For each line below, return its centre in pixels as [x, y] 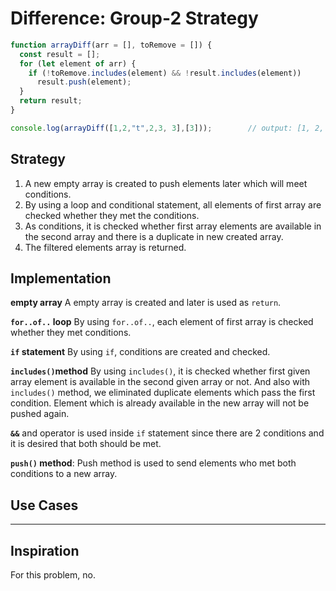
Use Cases [44, 505]
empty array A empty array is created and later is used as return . [146, 303]
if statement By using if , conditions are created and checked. [140, 352]
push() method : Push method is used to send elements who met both [153, 463]
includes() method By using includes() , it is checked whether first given [160, 371]
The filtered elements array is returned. [105, 247]
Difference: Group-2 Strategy [134, 18]
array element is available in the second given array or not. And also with [160, 382]
